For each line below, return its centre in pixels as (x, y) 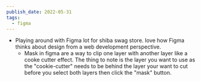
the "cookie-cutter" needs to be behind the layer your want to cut (106, 66)
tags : (13, 18)
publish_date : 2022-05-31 (39, 12)
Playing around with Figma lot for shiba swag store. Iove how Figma (100, 41)
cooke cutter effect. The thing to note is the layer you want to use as (110, 60)
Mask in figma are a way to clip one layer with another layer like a (106, 53)
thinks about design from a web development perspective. (88, 47)
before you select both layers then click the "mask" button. (98, 73)
